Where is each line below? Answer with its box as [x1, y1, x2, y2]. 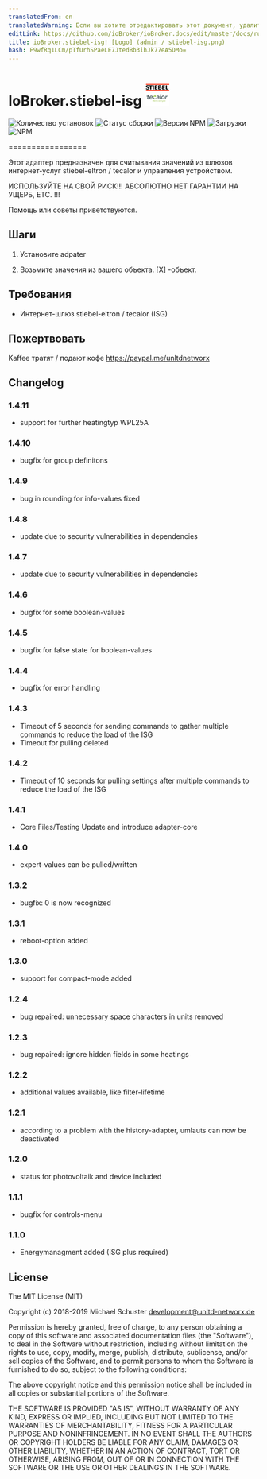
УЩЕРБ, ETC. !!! [8, 190, 61, 199]
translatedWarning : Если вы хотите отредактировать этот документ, [8, 21, 237, 29]
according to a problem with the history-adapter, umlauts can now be [19, 1125, 246, 1135]
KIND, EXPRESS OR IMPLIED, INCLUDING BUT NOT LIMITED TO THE [8, 1412, 234, 1422]
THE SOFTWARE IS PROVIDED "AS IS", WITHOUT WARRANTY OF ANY [8, 1404, 240, 1414]
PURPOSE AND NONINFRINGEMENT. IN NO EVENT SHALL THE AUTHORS [8, 1429, 253, 1438]
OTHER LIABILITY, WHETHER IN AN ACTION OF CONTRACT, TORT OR [8, 1446, 240, 1456]
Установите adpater [19, 249, 86, 258]
